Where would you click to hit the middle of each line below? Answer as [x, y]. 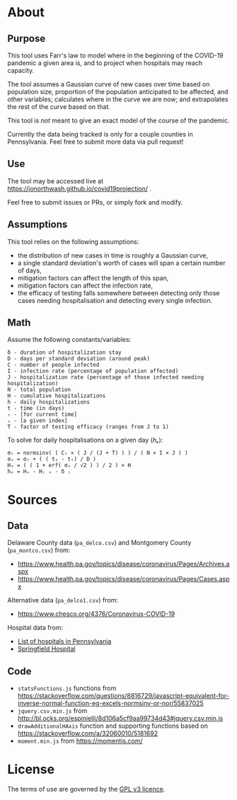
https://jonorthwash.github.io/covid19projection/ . [80, 188]
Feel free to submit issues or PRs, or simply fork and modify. [95, 202]
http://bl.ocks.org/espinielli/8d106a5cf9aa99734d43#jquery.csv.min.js [120, 719]
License [31, 770]
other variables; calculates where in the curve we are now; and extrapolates [118, 99]
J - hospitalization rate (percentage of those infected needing [105, 377]
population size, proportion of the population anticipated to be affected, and [118, 92]
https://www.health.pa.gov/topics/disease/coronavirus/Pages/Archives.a [123, 564]
